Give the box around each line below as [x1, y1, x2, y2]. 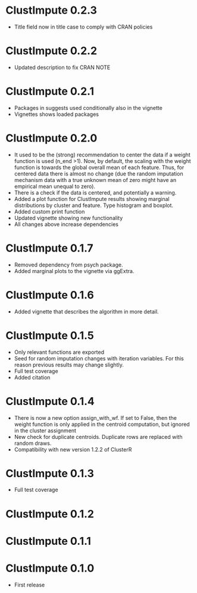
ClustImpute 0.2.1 [5, 84, 95, 98]
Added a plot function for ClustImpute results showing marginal [14, 195, 170, 202]
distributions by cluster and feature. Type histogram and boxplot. [14, 202, 174, 209]
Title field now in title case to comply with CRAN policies [14, 23, 153, 30]
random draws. [14, 440, 52, 447]
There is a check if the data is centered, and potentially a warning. [14, 189, 177, 196]
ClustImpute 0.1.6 [5, 288, 95, 302]
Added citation [14, 374, 51, 381]
